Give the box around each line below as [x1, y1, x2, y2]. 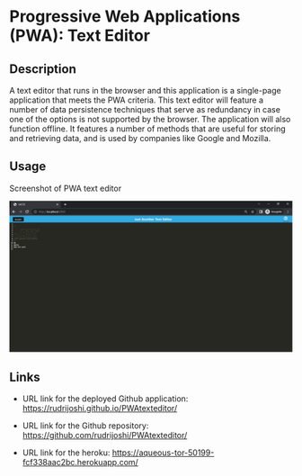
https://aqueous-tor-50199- [111, 447, 215, 458]
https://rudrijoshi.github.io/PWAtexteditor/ [22, 403, 178, 414]
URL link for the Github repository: [22, 420, 149, 431]
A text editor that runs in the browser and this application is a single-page [9, 85, 281, 95]
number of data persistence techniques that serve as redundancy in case [9, 104, 281, 114]
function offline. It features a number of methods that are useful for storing [9, 123, 286, 134]
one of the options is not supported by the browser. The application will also [9, 114, 291, 124]
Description [9, 61, 76, 76]
